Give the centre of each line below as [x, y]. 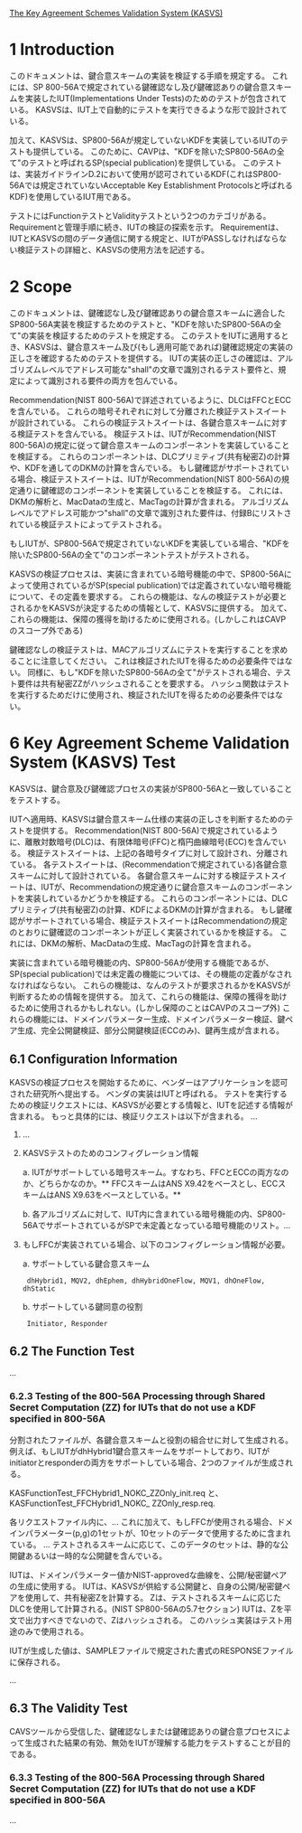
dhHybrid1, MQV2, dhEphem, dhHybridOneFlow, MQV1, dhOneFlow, [146, 1281]
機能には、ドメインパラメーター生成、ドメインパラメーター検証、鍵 [159, 1019]
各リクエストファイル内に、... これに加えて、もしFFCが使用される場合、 [143, 1521]
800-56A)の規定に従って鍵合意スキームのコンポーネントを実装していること [150, 445]
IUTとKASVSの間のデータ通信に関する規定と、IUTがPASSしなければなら [144, 238]
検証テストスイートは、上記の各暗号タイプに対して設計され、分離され [157, 852]
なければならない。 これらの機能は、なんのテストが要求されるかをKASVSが [150, 985]
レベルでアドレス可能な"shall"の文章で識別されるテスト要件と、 [159, 369]
